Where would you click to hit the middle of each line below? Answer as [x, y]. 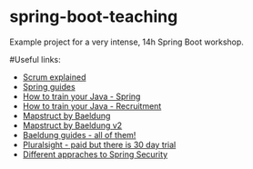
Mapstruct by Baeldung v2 [72, 125]
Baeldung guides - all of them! [79, 134]
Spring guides [49, 86]
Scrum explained [54, 77]
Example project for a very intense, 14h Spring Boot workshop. [126, 42]
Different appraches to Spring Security [95, 154]
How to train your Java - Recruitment [92, 105]
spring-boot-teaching [94, 17]
